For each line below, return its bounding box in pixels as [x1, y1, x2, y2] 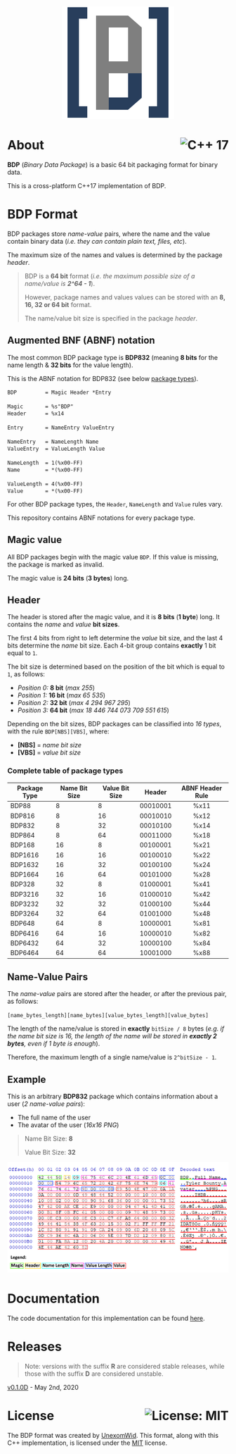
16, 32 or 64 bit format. [24, 300, 92, 309]
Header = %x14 [7, 410, 65, 417]
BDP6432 [10, 938, 39, 947]
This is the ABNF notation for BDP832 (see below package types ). [7, 374, 199, 383]
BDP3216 [10, 890, 39, 898]
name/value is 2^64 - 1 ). [24, 279, 96, 287]
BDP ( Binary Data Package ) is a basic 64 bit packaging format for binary [7, 160, 218, 168]
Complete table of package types [7, 766, 124, 776]
